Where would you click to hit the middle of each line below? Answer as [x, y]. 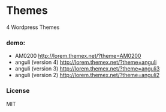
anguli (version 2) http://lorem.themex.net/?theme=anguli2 [87, 75]
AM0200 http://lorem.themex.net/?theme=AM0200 [78, 56]
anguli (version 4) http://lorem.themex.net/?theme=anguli [86, 62]
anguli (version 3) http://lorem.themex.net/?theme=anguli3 [87, 69]
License [18, 91]
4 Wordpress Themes [33, 27]
